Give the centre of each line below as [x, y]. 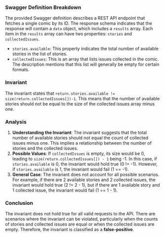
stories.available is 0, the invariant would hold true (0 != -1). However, [85, 164]
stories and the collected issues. [45, 148]
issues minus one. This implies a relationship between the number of [82, 143]
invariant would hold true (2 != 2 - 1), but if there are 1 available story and [86, 185]
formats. [21, 70]
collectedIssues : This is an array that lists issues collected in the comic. [85, 59]
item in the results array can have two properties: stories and [68, 34]
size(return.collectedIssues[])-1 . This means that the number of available [82, 98]
